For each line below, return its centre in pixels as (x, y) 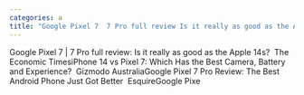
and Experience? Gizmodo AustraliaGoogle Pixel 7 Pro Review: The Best (145, 71)
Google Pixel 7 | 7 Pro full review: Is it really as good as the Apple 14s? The (149, 52)
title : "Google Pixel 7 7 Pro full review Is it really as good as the (149, 26)
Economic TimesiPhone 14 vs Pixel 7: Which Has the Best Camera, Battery (147, 62)
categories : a (36, 18)
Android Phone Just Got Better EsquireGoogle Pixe (105, 81)
